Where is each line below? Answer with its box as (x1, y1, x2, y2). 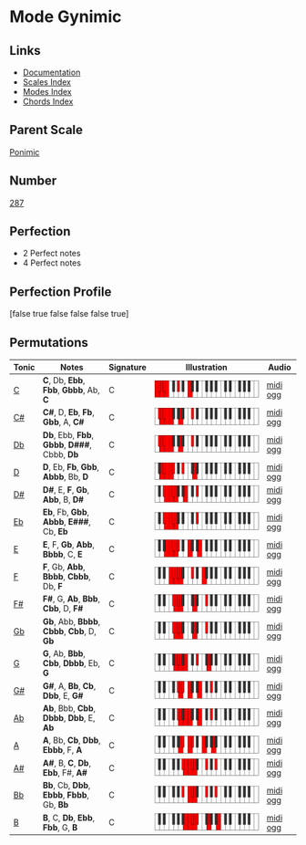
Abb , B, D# (42, 494, 85, 505)
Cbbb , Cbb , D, (42, 625, 97, 636)
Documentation (22, 67, 81, 78)
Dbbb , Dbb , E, (42, 712, 96, 723)
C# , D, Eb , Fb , (42, 407, 95, 418)
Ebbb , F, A (42, 745, 83, 756)
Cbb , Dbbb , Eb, (42, 658, 101, 669)
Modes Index (22, 87, 72, 97)
